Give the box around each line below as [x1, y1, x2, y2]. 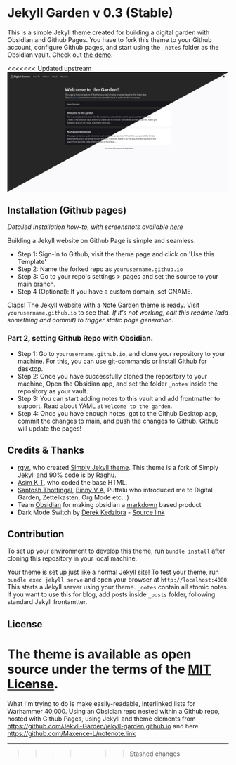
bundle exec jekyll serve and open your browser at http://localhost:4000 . [7, 575, 229, 584]
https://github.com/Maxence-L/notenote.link [7, 729, 136, 738]
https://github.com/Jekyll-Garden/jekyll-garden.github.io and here [7, 721, 199, 730]
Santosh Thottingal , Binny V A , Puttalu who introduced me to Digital [17, 485, 213, 494]
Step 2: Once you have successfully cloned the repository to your [17, 372, 208, 380]
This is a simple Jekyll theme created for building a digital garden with [7, 28, 210, 37]
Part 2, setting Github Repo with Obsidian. [7, 334, 154, 344]
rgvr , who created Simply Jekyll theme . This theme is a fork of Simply [17, 463, 219, 471]
